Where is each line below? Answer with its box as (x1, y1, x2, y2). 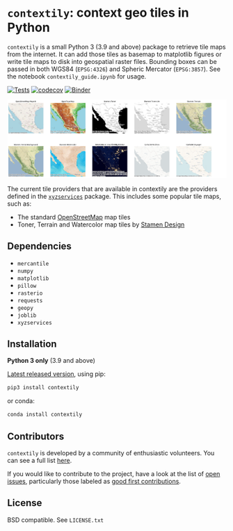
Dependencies (7, 240, 72, 252)
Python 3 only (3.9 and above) (7, 357, 96, 365)
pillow (17, 282, 37, 289)
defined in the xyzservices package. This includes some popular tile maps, (7, 192, 221, 200)
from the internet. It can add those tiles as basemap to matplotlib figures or (7, 50, 223, 58)
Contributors (7, 430, 65, 442)
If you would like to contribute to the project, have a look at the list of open (7, 469, 220, 477)
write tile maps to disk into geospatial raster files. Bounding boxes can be (7, 57, 217, 65)
